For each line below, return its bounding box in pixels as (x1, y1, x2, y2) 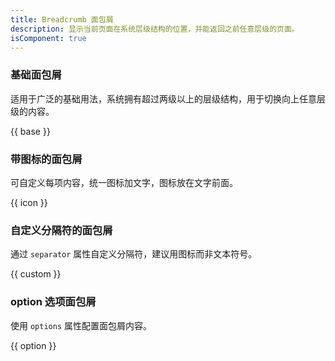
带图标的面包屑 (10, 152, 83, 166)
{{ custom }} (10, 268, 62, 280)
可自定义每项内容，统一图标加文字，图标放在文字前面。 (10, 176, 238, 188)
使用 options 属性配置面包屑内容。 (10, 319, 152, 331)
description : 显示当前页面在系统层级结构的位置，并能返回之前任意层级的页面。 (10, 24, 300, 34)
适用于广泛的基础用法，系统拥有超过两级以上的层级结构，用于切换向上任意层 (10, 92, 326, 105)
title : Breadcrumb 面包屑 (10, 14, 114, 25)
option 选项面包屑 (10, 295, 97, 309)
